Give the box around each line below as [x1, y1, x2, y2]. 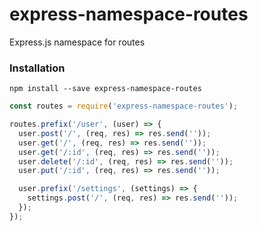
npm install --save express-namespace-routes [9, 84, 202, 94]
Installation [9, 61, 66, 75]
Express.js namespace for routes [9, 36, 146, 48]
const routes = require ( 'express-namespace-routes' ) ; [9, 101, 239, 112]
